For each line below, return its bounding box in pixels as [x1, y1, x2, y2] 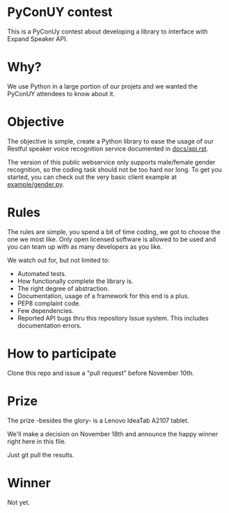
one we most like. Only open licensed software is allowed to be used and [7, 235, 216, 243]
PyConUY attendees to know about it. [7, 89, 115, 98]
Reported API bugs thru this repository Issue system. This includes [17, 314, 209, 322]
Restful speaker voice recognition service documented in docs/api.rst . [7, 144, 209, 153]
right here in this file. [7, 437, 67, 445]
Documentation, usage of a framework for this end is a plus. [17, 291, 190, 300]
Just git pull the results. [7, 450, 74, 459]
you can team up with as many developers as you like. [7, 242, 162, 251]
